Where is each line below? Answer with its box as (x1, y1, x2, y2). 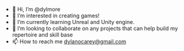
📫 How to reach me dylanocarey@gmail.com (12, 38, 127, 45)
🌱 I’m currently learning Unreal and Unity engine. (12, 19, 135, 25)
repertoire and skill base (12, 31, 73, 38)
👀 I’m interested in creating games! (12, 12, 100, 19)
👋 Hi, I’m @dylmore (12, 6, 61, 13)
